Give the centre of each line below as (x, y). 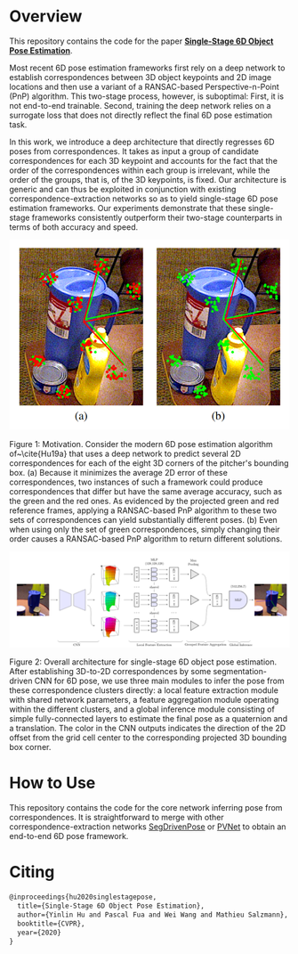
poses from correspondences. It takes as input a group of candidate (134, 151)
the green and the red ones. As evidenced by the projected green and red (144, 501)
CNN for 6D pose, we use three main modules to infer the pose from (159, 681)
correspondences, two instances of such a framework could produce (136, 482)
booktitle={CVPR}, (52, 924)
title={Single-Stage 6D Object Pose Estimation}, (111, 906)
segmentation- (240, 672)
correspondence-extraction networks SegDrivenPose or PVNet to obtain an (148, 827)
